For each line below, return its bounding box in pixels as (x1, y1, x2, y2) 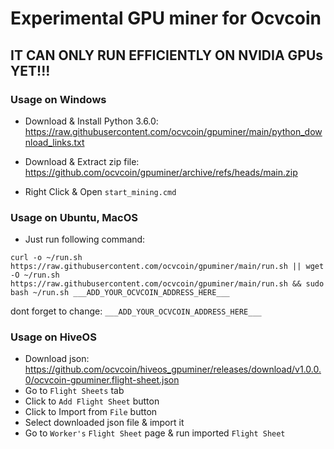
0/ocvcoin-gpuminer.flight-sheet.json (24, 374, 180, 386)
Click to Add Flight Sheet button (24, 395, 160, 407)
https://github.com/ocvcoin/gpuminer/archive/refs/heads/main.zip (24, 166, 298, 178)
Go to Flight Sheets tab (24, 385, 125, 397)
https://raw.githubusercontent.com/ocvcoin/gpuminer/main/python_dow (24, 125, 323, 137)
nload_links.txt (24, 136, 85, 148)
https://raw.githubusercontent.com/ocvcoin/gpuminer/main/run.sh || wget (10, 262, 325, 272)
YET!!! (10, 62, 51, 79)
